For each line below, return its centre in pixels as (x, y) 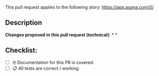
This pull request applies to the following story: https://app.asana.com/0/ (79, 7)
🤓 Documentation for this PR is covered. (53, 62)
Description (24, 23)
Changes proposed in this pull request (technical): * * (61, 35)
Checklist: (21, 50)
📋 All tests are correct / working (46, 68)
